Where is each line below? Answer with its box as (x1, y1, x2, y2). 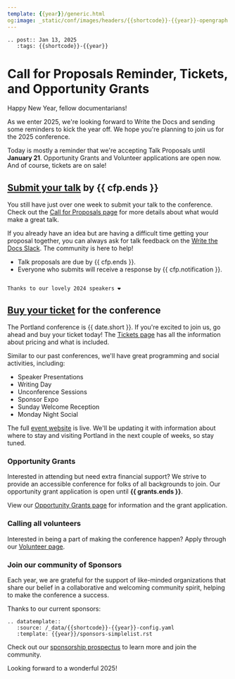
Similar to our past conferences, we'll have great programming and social (7, 352, 220, 360)
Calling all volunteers (7, 519, 82, 529)
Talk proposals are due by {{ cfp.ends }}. (17, 258, 136, 267)
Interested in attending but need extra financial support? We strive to (7, 472, 207, 481)
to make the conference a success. (7, 590, 109, 599)
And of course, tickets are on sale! (7, 161, 107, 170)
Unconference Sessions (17, 388, 88, 396)
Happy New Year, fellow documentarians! (7, 104, 127, 113)
